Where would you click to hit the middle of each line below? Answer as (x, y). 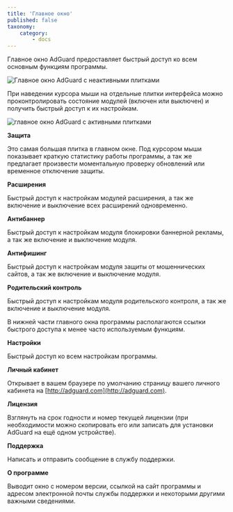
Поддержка (25, 446)
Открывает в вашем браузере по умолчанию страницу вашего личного (114, 383)
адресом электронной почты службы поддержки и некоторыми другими (116, 494)
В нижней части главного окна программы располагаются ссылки (107, 322)
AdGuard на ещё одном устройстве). (62, 433)
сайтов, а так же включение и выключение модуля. (84, 274)
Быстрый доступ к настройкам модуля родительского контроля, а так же (117, 301)
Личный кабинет (33, 370)
